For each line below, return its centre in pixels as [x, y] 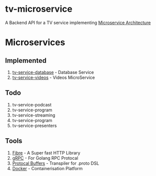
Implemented [26, 61]
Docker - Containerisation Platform [47, 168]
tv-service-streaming [34, 115]
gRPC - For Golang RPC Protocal [45, 158]
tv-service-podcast [32, 104]
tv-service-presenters [35, 126]
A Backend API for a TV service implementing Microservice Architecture [78, 23]
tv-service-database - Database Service [53, 72]
